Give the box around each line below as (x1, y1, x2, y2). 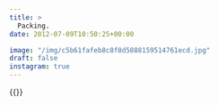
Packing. (17, 21, 50, 30)
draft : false (9, 54, 58, 63)
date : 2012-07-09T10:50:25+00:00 (9, 29, 135, 38)
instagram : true (9, 62, 70, 71)
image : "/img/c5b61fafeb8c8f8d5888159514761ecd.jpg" (9, 45, 211, 54)
